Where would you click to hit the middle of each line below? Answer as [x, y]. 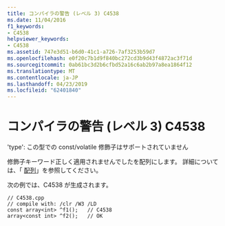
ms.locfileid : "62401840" [44, 90]
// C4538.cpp [26, 198]
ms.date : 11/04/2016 [37, 20]
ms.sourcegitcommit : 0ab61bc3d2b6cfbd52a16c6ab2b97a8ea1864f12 [100, 65]
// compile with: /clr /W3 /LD [52, 204]
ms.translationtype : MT [41, 71]
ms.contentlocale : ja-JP [43, 78]
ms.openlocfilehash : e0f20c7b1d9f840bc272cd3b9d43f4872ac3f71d [100, 59]
